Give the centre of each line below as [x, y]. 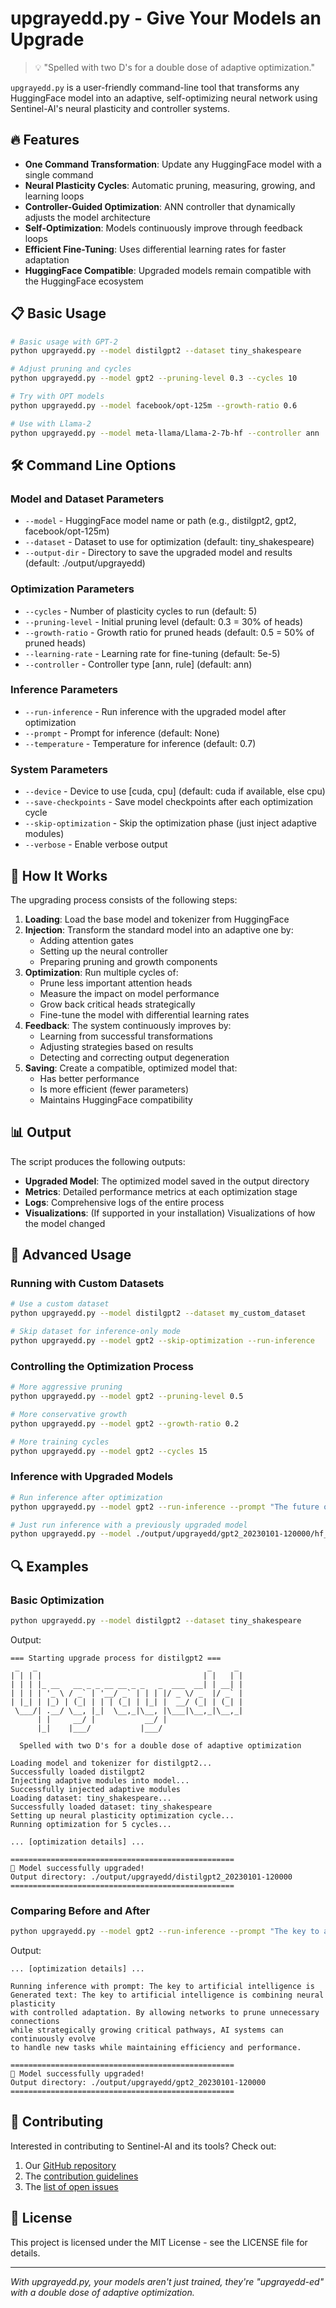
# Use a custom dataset [60, 1304]
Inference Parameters [64, 690]
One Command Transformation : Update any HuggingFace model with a [173, 164]
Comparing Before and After [80, 1910]
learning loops [54, 196]
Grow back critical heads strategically [117, 1004]
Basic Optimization [57, 1600]
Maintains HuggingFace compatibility [116, 1099]
